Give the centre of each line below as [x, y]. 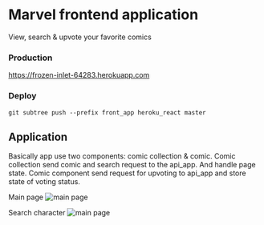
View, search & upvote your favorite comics [80, 37]
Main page [26, 197]
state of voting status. [44, 182]
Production [30, 58]
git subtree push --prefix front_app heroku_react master [107, 112]
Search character [37, 213]
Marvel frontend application [104, 15]
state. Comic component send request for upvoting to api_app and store [127, 173]
